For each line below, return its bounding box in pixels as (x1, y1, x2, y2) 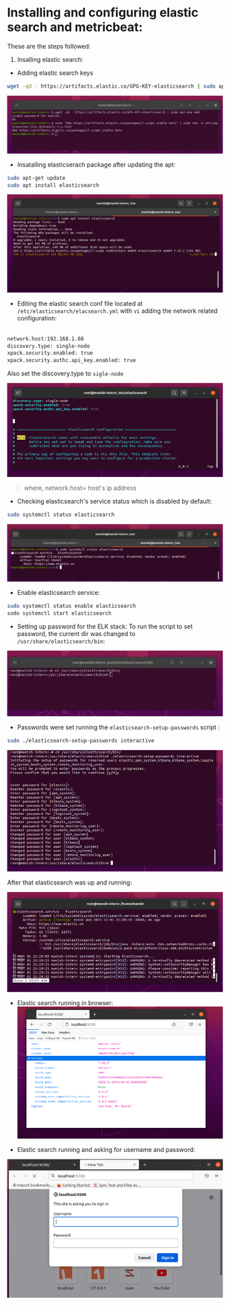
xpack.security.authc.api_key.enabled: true (7, 357, 136, 364)
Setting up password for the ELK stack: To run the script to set (16, 622, 193, 631)
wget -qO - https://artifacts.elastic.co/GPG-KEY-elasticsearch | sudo (7, 82, 216, 90)
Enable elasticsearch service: (16, 589, 101, 597)
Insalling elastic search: (16, 55, 84, 63)
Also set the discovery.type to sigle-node (7, 369, 124, 378)
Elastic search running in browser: (16, 998, 114, 1007)
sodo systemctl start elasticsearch (7, 610, 112, 617)
